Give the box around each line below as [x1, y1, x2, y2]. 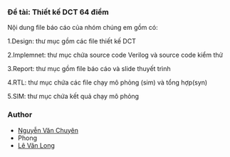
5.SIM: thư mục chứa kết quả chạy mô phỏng [7, 92, 140, 101]
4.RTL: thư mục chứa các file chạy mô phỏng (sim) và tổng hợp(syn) [7, 78, 208, 87]
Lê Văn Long [17, 141, 55, 149]
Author [7, 110, 33, 120]
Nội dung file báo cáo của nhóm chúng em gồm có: [7, 23, 158, 32]
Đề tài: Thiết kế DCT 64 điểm [7, 7, 109, 17]
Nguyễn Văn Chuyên [17, 126, 79, 134]
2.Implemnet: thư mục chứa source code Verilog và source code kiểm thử [7, 50, 223, 60]
